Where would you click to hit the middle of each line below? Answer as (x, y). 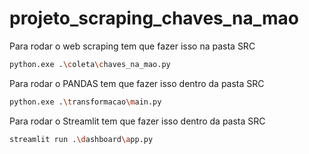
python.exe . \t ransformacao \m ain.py (85, 102)
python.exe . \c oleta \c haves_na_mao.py (90, 64)
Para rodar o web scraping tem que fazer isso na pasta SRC (132, 46)
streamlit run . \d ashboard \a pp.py (81, 139)
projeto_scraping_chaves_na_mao (154, 18)
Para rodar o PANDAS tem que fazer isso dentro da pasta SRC (137, 83)
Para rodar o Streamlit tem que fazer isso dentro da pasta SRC (137, 121)
